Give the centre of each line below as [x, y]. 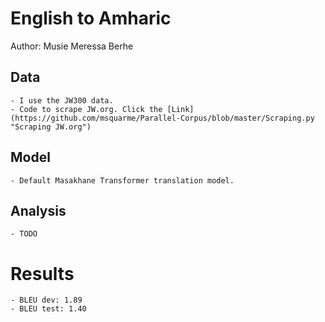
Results [42, 273]
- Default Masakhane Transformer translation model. [122, 180]
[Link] [180, 109]
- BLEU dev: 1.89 [46, 300]
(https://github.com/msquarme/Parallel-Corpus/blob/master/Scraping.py [162, 118]
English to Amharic [91, 18]
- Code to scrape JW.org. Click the [86, 109]
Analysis [38, 210]
